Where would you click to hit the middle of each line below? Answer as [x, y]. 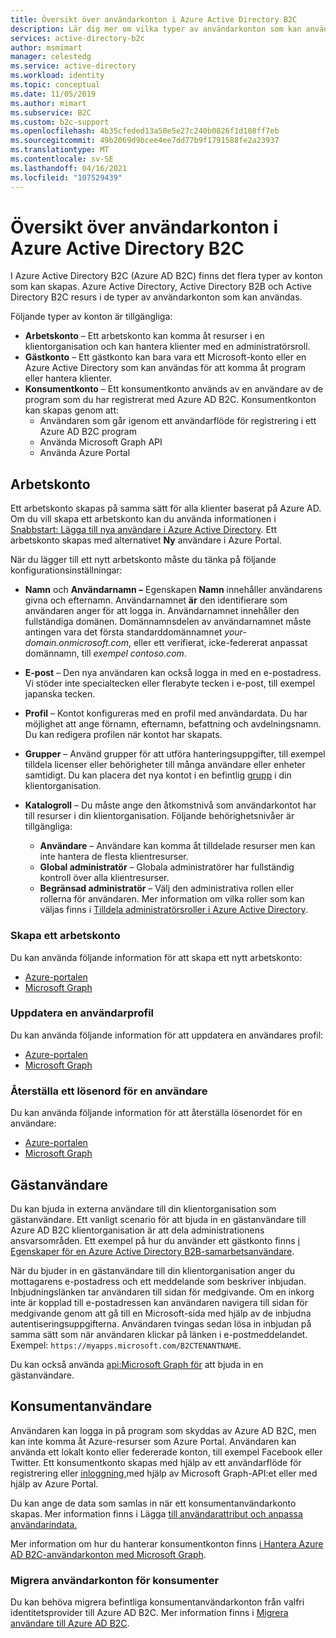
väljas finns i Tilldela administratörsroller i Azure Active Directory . [173, 910]
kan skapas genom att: [72, 410]
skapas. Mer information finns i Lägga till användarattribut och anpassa [156, 1513]
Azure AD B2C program [88, 432]
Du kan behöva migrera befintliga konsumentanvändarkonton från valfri [157, 1602]
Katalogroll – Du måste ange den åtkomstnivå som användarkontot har [170, 805]
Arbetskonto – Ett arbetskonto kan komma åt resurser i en [144, 336]
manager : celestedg [51, 57]
